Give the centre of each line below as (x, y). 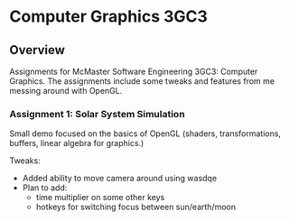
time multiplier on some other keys (100, 198)
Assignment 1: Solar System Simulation (97, 114)
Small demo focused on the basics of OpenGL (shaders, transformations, (145, 134)
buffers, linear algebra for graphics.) (77, 143)
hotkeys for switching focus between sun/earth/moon (136, 207)
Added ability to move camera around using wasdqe (120, 179)
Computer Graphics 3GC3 (108, 17)
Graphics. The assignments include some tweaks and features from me (142, 81)
